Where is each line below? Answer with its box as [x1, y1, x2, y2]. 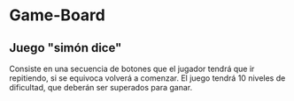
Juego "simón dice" [9, 40, 122, 55]
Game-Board [9, 5, 106, 25]
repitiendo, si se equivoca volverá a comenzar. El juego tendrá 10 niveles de [9, 73, 286, 83]
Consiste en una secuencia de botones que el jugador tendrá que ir [9, 63, 255, 74]
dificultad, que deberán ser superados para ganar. [9, 83, 193, 92]
